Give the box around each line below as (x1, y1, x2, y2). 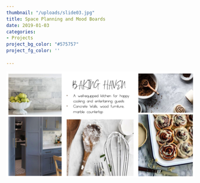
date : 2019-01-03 (6, 22, 50, 28)
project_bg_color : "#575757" (6, 41, 79, 47)
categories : (6, 29, 36, 35)
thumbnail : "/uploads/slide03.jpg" (6, 10, 95, 16)
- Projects (6, 35, 34, 41)
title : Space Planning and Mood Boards (6, 16, 106, 22)
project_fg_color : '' (6, 48, 60, 54)
